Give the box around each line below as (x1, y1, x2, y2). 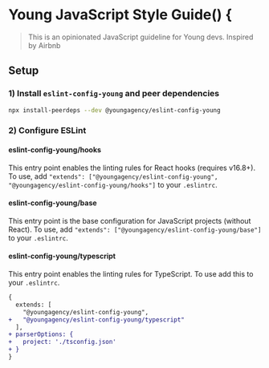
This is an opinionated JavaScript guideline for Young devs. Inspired (27, 32, 254, 42)
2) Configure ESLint (8, 125, 87, 136)
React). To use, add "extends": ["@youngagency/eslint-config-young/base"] (8, 224, 262, 234)
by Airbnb (27, 40, 61, 50)
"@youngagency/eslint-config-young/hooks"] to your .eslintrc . (8, 180, 218, 189)
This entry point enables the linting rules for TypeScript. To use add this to (8, 269, 254, 279)
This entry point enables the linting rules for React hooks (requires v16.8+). (8, 163, 256, 172)
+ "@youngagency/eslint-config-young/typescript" (8, 315, 185, 324)
